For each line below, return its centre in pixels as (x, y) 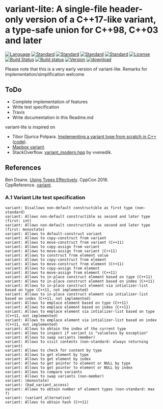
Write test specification (36, 107)
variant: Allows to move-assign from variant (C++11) (61, 251)
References (23, 168)
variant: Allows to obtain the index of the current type (66, 329)
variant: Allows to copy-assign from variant (52, 247)
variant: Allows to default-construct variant (54, 234)
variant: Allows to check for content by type (54, 350)
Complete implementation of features (50, 102)
